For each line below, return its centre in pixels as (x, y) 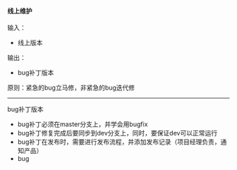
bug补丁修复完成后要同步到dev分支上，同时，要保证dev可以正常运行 (117, 133)
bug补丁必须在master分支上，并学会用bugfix (83, 124)
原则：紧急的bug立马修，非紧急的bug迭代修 (71, 87)
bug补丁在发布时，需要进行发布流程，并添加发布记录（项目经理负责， (119, 142)
